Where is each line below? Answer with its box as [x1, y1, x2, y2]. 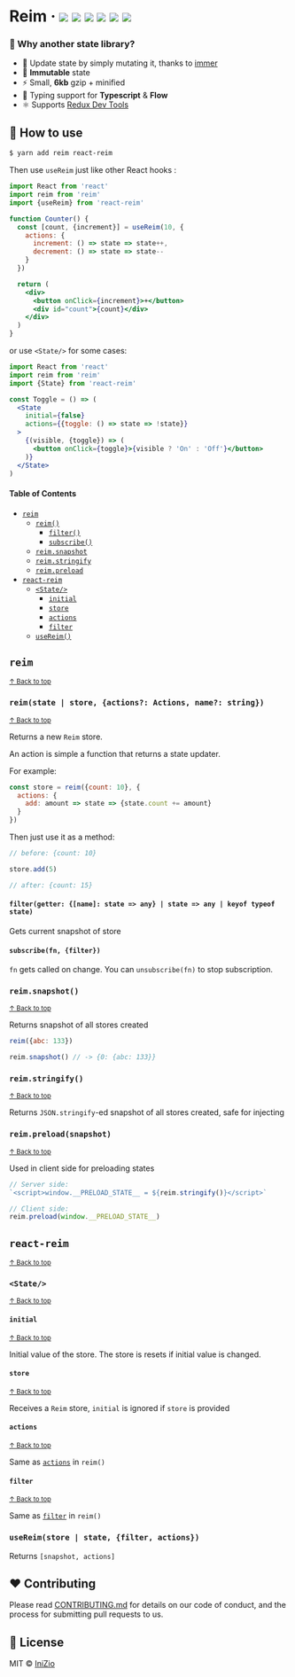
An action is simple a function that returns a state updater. [9, 748, 221, 759]
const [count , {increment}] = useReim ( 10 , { [17, 222, 184, 231]
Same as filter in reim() [9, 1510, 102, 1521]
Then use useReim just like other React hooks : [9, 165, 177, 175]
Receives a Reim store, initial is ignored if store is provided [9, 1402, 230, 1413]
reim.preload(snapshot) [9, 1129, 113, 1140]
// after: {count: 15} [9, 880, 93, 890]
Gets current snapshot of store [9, 925, 121, 936]
